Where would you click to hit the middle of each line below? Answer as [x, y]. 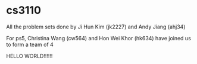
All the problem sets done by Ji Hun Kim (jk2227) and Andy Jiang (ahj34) [96, 27]
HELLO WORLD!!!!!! [29, 56]
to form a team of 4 [30, 44]
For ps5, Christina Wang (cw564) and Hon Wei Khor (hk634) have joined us [99, 38]
